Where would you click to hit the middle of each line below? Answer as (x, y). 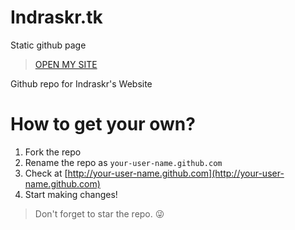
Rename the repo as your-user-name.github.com (123, 162)
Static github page (48, 45)
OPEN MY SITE (66, 64)
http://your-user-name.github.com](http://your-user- (176, 173)
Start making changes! (71, 194)
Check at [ (46, 173)
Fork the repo (53, 152)
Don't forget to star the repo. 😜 (99, 213)
